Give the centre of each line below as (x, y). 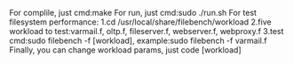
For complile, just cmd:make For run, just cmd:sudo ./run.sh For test (133, 13)
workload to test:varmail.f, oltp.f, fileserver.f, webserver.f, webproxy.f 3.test (146, 31)
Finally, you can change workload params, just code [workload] (125, 50)
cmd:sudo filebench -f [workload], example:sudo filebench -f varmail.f (139, 40)
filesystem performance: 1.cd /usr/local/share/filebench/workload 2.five (141, 22)
